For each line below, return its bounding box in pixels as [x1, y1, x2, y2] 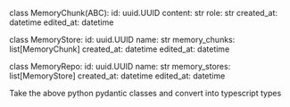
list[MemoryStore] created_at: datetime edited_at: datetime [9, 70, 226, 81]
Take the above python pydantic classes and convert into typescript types [9, 88, 282, 98]
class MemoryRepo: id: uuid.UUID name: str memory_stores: [9, 62, 231, 71]
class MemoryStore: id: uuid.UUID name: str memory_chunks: [9, 35, 236, 45]
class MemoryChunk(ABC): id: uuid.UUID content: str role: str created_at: [9, 8, 278, 18]
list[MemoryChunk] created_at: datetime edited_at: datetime [9, 44, 230, 54]
